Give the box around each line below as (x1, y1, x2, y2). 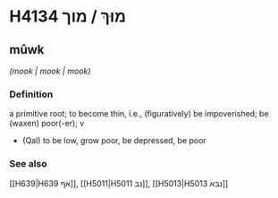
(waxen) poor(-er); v (9, 118, 85, 129)
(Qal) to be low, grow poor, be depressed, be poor (21, 135, 207, 146)
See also (9, 158, 47, 170)
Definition (9, 88, 54, 100)
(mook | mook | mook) (9, 65, 91, 76)
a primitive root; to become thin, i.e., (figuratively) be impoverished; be (9, 108, 270, 119)
